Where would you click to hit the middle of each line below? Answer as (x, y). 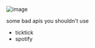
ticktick (24, 32)
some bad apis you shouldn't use (47, 21)
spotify (24, 39)
